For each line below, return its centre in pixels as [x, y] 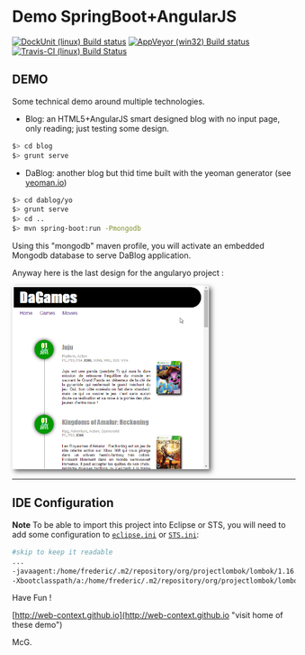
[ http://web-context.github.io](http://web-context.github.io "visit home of [148, 615]
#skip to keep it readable [63, 552]
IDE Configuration [63, 503]
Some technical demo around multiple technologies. [108, 101]
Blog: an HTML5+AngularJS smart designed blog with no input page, [152, 118]
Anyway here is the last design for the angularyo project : [118, 273]
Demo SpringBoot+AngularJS [125, 17]
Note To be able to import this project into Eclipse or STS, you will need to [149, 524]
